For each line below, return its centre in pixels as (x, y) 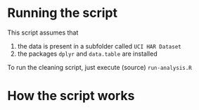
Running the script (63, 13)
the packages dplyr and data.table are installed (87, 54)
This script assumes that (43, 32)
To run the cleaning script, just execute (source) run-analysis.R (99, 67)
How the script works (71, 96)
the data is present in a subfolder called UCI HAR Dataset (99, 46)
